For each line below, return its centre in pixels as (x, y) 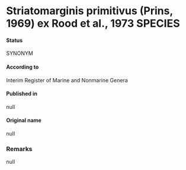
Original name (24, 120)
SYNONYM (20, 53)
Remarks (19, 149)
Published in (22, 94)
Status (15, 40)
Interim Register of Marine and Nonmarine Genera (67, 80)
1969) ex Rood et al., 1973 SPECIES (93, 23)
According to (23, 67)
